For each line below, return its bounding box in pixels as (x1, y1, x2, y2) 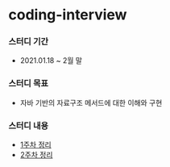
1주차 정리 (19, 140, 52, 150)
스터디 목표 (8, 78, 49, 90)
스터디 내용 (8, 119, 49, 131)
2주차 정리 (19, 150, 53, 160)
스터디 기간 (8, 36, 49, 48)
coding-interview (8, 6, 127, 24)
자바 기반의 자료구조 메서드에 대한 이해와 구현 (19, 98, 163, 107)
